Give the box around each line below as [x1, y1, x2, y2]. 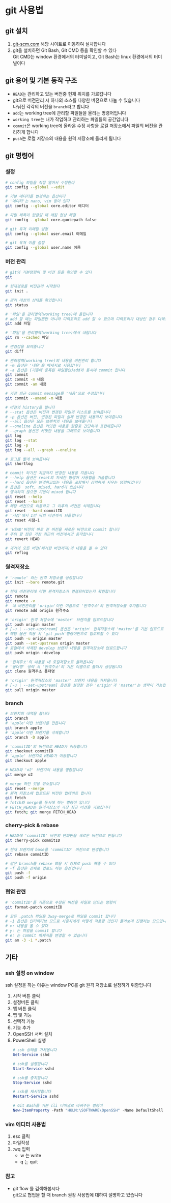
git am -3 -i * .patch [5, 937, 51, 943]
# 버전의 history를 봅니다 [5, 405, 55, 410]
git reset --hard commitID [5, 508, 63, 514]
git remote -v [5, 599, 36, 604]
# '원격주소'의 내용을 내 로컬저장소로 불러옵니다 [5, 659, 94, 664]
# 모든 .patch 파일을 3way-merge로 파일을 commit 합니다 [5, 914, 116, 919]
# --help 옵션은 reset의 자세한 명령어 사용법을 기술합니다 [5, 475, 115, 481]
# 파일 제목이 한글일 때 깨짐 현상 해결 [5, 212, 76, 218]
